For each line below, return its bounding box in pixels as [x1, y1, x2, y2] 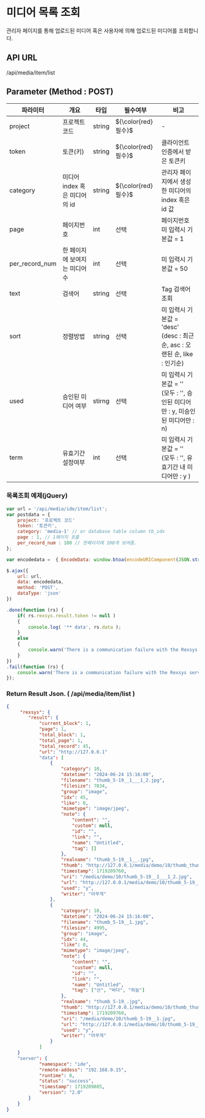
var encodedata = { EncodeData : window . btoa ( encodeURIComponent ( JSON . [6, 556, 192, 562]
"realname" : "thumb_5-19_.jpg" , [60, 999, 143, 1005]
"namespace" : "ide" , [38, 1061, 92, 1067]
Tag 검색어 [161, 285, 191, 293]
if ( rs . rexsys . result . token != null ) [17, 612, 116, 619]
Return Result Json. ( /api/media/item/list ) [6, 689, 135, 698]
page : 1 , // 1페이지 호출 [17, 534, 79, 540]
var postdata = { [6, 511, 51, 518]
